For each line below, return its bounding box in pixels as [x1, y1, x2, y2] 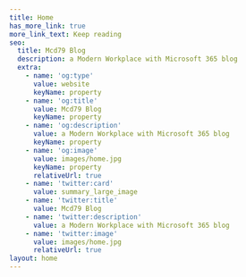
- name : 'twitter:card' [25, 180, 115, 189]
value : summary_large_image [32, 188, 139, 197]
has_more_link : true [9, 21, 87, 30]
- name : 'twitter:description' [25, 212, 142, 222]
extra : [17, 63, 42, 72]
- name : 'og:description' [25, 122, 123, 130]
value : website [32, 80, 90, 88]
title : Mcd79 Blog [17, 46, 87, 55]
